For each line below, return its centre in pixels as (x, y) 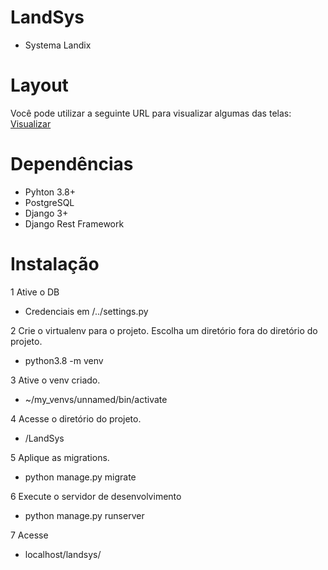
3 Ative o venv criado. (55, 380)
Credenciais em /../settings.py (86, 311)
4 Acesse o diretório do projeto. (76, 418)
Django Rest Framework (74, 223)
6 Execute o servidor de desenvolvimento (96, 496)
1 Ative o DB (35, 292)
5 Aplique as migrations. (60, 457)
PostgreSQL (49, 202)
